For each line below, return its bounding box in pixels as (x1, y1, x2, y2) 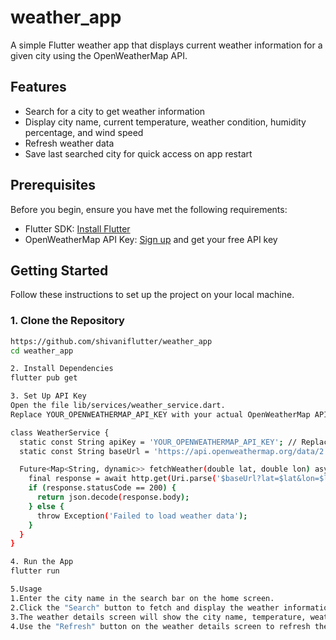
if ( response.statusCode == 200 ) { (28, 483, 177, 493)
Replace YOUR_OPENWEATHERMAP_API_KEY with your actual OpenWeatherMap (10, 409, 311, 420)
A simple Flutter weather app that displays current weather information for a (10, 39, 323, 51)
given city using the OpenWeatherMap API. (10, 49, 188, 61)
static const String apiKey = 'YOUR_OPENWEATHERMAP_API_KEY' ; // (19, 437, 298, 447)
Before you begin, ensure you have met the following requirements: (10, 203, 288, 215)
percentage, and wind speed (24, 126, 144, 138)
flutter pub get (10, 373, 78, 383)
